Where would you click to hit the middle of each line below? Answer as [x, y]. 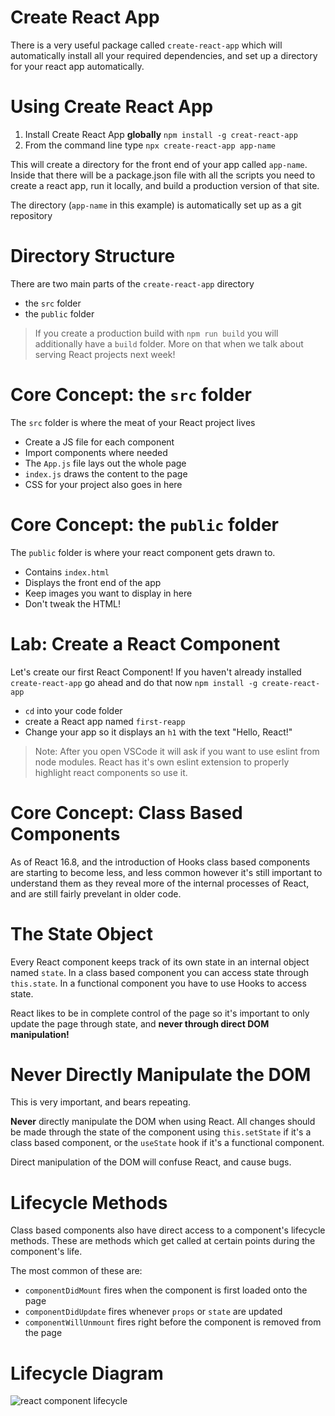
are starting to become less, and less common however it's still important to [166, 872]
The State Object [81, 933]
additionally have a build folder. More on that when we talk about [169, 343]
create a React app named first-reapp [105, 721]
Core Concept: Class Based [126, 812]
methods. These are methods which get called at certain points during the [163, 1241]
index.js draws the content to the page [106, 473]
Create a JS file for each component [99, 442]
